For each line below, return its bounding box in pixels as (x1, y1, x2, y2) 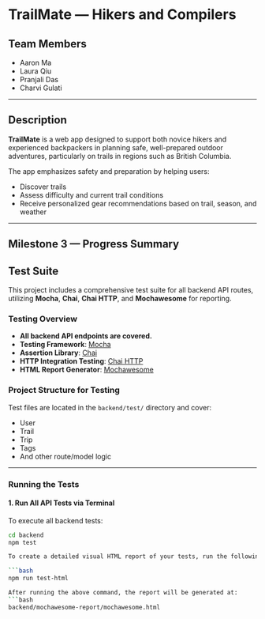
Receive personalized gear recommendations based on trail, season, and (19, 198, 257, 208)
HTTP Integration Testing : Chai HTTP (19, 357, 144, 366)
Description (8, 113, 67, 127)
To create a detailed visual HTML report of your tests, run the (8, 553, 227, 560)
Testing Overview (8, 313, 77, 324)
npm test (8, 538, 37, 546)
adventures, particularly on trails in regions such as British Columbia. (8, 151, 232, 160)
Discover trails (19, 182, 67, 191)
